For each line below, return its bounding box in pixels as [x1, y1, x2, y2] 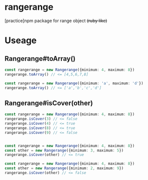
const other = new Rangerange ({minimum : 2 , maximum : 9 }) [4, 166, 124, 171]
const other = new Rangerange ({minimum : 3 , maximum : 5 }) [4, 148, 124, 153]
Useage [4, 35, 37, 46]
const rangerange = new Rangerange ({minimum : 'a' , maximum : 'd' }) [4, 80, 144, 86]
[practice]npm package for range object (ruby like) [4, 18, 108, 24]
